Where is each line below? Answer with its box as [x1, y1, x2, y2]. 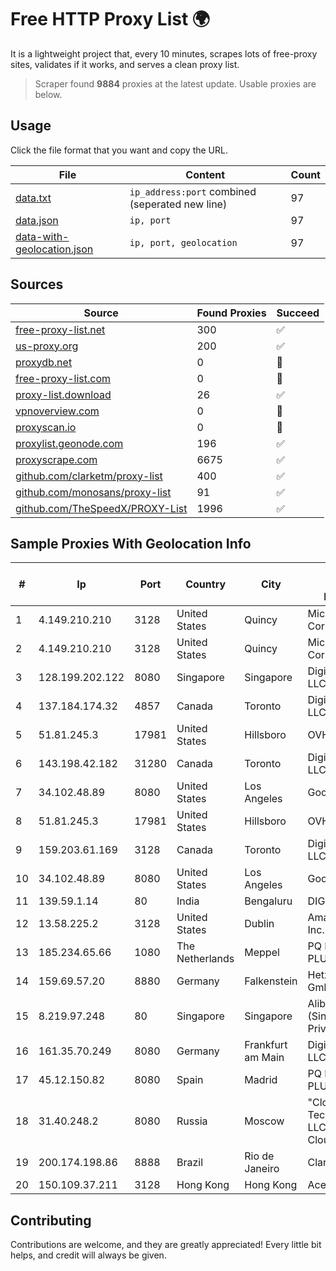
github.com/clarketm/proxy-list [15, 469, 163, 483]
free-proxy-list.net [15, 322, 106, 336]
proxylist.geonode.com [15, 436, 124, 450]
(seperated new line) [129, 197, 228, 211]
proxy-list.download [15, 387, 112, 401]
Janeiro [244, 1162, 280, 1176]
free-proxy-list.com [15, 371, 112, 385]
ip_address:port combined [129, 184, 257, 198]
